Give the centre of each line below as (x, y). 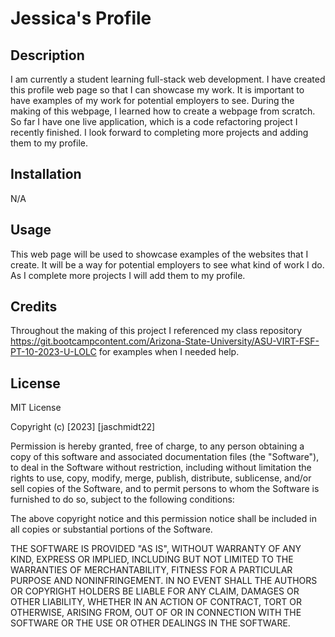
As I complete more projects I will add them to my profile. (128, 275)
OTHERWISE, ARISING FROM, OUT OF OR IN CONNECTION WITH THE (156, 613)
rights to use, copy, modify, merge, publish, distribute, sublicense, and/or (161, 478)
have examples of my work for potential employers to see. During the (152, 100)
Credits (34, 307)
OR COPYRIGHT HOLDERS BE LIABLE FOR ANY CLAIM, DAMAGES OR (155, 591)
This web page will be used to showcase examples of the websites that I (159, 254)
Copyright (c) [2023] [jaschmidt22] (83, 427)
